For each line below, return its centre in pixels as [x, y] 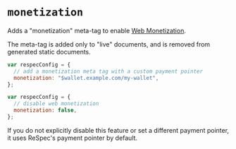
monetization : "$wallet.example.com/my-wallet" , [86, 78]
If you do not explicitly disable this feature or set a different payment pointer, [118, 130]
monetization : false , [45, 111]
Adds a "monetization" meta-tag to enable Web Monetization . [97, 30]
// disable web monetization [56, 104]
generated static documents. [49, 52]
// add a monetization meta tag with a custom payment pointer [108, 71]
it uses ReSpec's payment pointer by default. [73, 138]
